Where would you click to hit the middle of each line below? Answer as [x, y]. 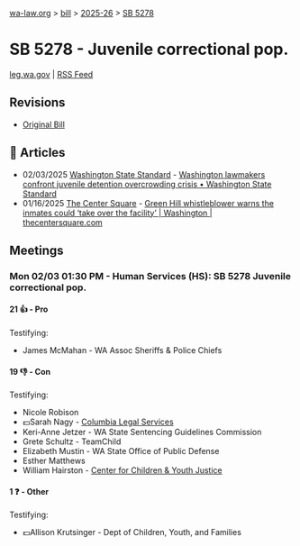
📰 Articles [37, 153]
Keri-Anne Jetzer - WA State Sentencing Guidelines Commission [142, 432]
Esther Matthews [54, 461]
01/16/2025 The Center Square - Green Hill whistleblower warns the [148, 203]
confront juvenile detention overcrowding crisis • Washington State [147, 184]
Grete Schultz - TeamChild [72, 441]
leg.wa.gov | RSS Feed [51, 74]
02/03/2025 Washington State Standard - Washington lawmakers [144, 174]
